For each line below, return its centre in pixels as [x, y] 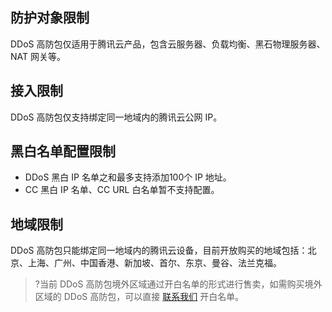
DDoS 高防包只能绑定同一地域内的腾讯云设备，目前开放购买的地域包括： [159, 250]
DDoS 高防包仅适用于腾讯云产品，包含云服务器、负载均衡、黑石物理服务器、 [168, 44]
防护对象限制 [50, 18]
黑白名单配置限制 [63, 151]
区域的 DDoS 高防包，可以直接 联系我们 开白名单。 [139, 297]
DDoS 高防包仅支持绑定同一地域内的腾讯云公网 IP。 [116, 117]
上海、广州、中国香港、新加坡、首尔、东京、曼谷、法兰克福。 [154, 263]
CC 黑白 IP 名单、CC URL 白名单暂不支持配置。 [122, 190]
